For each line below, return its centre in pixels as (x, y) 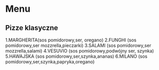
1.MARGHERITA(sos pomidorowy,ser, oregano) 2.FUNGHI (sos (71, 40)
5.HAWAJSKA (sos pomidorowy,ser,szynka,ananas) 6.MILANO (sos (76, 56)
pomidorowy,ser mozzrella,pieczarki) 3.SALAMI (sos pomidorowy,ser (78, 45)
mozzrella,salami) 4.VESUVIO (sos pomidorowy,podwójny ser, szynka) (80, 51)
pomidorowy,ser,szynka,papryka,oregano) (50, 62)
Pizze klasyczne (32, 28)
